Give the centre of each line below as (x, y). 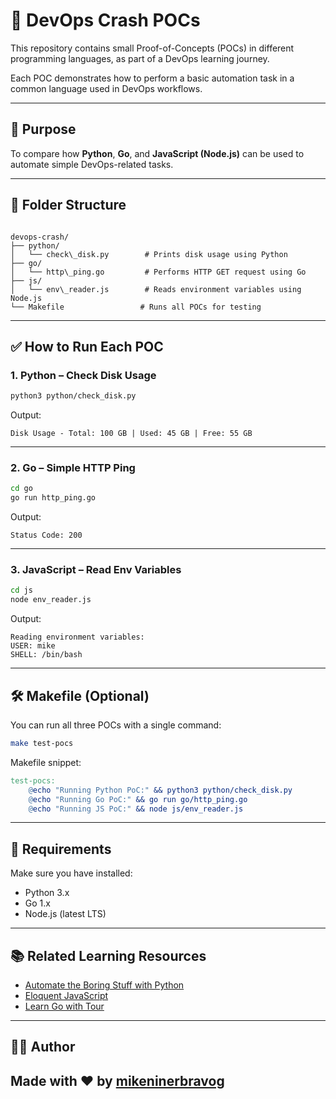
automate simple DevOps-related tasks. (92, 164)
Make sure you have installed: (71, 873)
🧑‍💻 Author (43, 1047)
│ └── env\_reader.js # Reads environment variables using (156, 289)
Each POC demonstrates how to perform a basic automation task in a (152, 78)
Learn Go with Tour (64, 1006)
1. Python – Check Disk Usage (83, 375)
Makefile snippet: (46, 762)
